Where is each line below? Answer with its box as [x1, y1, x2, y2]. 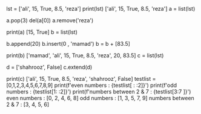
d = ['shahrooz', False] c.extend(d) [6, 63, 93, 71]
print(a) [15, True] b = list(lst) [6, 28, 77, 36]
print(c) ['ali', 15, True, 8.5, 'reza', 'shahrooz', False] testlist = [6, 75, 156, 82]
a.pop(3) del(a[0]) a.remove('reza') [6, 17, 94, 24]
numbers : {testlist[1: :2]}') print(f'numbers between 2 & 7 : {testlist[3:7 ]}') [6, 88, 191, 95]
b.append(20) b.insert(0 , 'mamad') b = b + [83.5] [6, 40, 130, 47]
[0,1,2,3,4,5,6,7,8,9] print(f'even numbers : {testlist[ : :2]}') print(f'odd [6, 81, 177, 89]
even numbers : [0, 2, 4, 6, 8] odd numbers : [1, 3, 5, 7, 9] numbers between [6, 95, 195, 101]
